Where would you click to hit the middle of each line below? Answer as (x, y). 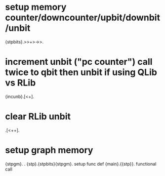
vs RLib (21, 83)
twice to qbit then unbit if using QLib (81, 72)
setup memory (36, 7)
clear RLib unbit (38, 116)
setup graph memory (49, 150)
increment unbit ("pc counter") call (79, 62)
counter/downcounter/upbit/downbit (83, 18)
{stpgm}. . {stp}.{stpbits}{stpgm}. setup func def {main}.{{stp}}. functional (81, 164)
